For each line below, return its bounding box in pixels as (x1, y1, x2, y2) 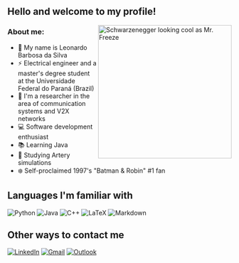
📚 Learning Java (17, 140, 68, 149)
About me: (7, 27, 45, 37)
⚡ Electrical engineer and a (17, 58, 97, 67)
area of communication (17, 99, 86, 107)
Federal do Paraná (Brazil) (17, 84, 95, 92)
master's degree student (17, 69, 90, 77)
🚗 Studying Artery (17, 151, 70, 159)
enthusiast (17, 132, 48, 141)
